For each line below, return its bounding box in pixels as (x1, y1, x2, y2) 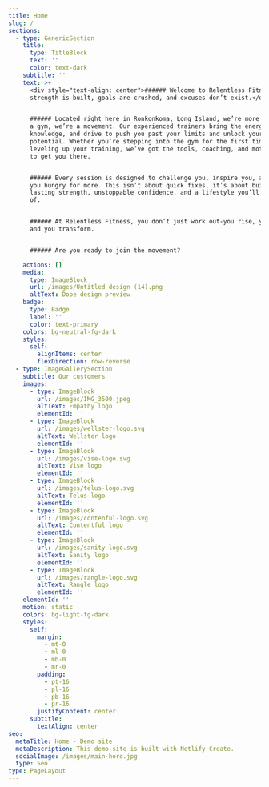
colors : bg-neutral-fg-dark (22, 327, 116, 336)
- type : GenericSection (15, 34, 94, 42)
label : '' (29, 313, 62, 321)
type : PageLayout (8, 767, 66, 775)
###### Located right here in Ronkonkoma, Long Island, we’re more (29, 115, 260, 123)
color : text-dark (29, 64, 88, 72)
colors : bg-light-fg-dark (22, 610, 110, 619)
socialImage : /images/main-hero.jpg (15, 752, 138, 761)
